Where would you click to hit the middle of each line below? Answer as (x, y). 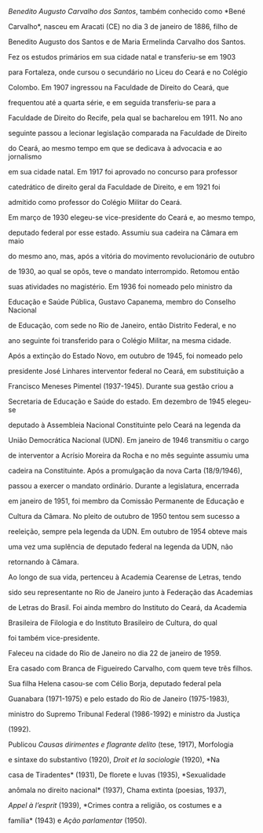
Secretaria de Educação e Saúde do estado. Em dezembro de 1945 (117, 401)
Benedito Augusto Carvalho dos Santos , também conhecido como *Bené (127, 11)
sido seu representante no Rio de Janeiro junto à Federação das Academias (131, 592)
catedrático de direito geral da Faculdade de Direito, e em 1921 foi (114, 187)
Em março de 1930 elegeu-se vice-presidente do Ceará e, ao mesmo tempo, (132, 217)
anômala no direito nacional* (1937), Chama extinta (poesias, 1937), (117, 790)
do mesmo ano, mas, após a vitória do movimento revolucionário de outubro (131, 256)
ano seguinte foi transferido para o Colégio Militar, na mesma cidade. (120, 340)
